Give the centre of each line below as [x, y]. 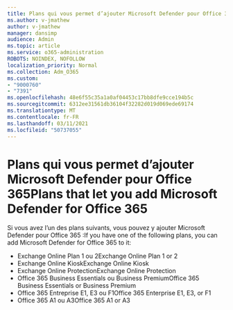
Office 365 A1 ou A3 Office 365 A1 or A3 [74, 300]
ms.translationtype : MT [42, 111]
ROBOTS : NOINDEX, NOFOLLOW [46, 59]
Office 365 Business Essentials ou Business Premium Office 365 [108, 278]
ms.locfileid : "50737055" [44, 130]
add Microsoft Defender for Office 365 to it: [69, 243]
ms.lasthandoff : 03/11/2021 [48, 123]
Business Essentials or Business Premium [77, 286]
